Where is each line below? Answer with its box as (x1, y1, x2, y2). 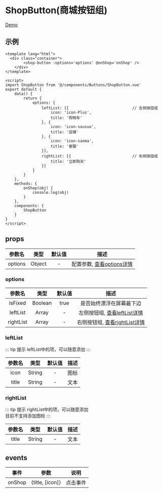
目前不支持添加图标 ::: (5, 413, 51, 419)
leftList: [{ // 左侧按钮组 (41, 105, 158, 110)
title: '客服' (50, 144, 79, 149)
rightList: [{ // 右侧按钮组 (41, 153, 158, 158)
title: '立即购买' (50, 159, 87, 164)
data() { (14, 91, 33, 96)
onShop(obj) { (23, 185, 53, 190)
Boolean (32, 299, 52, 306)
